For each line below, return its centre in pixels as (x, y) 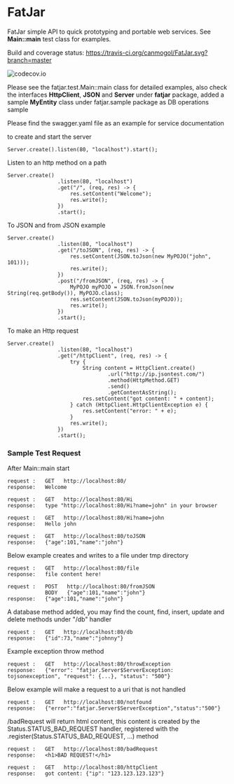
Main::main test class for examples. (59, 39)
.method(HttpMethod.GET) (144, 380)
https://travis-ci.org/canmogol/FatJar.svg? (147, 53)
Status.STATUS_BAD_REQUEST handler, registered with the (93, 729)
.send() (119, 386)
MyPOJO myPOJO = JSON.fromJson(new (122, 287)
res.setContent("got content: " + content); (149, 399)
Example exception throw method (56, 652)
